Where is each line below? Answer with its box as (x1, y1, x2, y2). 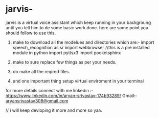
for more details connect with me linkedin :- (5, 87, 93, 93)
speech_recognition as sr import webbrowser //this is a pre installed (12, 44, 150, 50)
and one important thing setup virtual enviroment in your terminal (12, 78, 144, 84)
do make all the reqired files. (12, 68, 70, 74)
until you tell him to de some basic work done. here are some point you (5, 24, 149, 30)
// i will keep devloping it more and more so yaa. (5, 107, 102, 113)
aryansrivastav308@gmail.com (5, 98, 68, 103)
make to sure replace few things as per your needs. (12, 59, 116, 65)
